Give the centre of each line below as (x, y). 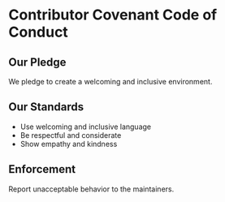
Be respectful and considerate (71, 135)
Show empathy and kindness (69, 144)
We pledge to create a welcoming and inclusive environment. (110, 82)
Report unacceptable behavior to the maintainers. (91, 189)
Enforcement (42, 169)
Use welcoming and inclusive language (86, 127)
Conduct (39, 32)
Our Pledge (37, 62)
